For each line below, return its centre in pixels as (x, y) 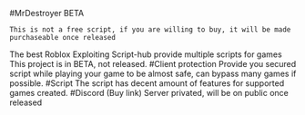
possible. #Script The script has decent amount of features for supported (147, 83)
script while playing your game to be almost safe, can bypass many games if (153, 73)
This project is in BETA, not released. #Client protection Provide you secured (153, 64)
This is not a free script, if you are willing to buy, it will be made (150, 30)
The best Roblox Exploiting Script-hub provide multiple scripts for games (146, 54)
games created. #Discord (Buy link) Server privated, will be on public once (149, 93)
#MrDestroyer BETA (47, 13)
